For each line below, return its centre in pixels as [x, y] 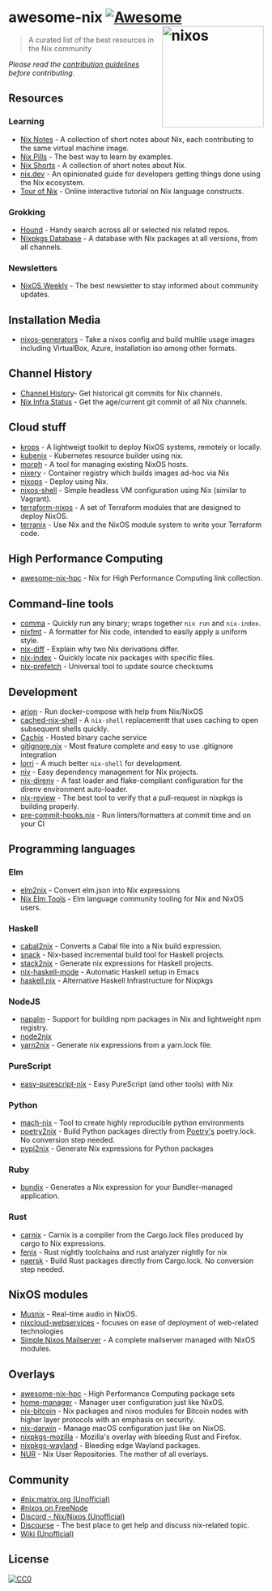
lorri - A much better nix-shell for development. [101, 763]
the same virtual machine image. [74, 148]
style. [29, 641]
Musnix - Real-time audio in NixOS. [79, 1314]
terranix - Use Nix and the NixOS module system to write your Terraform [141, 525]
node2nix [36, 1036]
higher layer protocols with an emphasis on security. [107, 1420]
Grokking [27, 212]
